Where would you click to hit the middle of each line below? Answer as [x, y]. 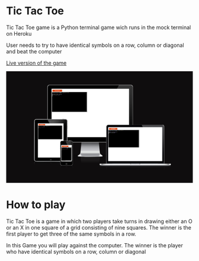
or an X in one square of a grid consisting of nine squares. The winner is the [99, 227]
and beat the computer [34, 51]
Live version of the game [36, 63]
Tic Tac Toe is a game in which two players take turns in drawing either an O [99, 221]
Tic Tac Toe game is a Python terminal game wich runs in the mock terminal [99, 27]
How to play [36, 204]
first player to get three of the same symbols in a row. [71, 234]
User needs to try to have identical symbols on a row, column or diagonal [95, 45]
